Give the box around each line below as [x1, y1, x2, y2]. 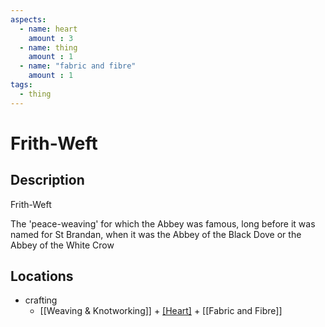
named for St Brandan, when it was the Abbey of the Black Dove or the [10, 228, 302, 240]
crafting [24, 294, 58, 306]
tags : [10, 80, 33, 90]
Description [10, 172, 85, 189]
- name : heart [19, 24, 78, 34]
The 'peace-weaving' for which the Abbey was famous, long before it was [10, 217, 316, 230]
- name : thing [19, 42, 78, 53]
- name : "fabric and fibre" [19, 61, 137, 71]
